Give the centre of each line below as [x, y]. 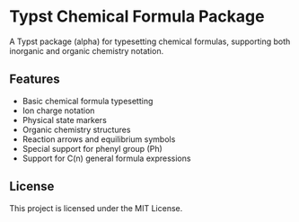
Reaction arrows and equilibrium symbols [99, 139]
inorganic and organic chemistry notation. [87, 50]
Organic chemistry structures [76, 129]
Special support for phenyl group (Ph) [92, 148]
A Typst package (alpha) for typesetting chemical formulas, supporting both [150, 41]
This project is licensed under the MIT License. [96, 208]
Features [35, 80]
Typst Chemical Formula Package [137, 17]
